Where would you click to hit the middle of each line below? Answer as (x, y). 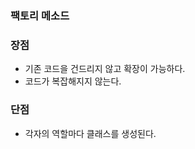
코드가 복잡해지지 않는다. (73, 81)
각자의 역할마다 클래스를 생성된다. (90, 133)
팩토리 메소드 (40, 15)
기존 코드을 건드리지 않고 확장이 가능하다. (105, 69)
